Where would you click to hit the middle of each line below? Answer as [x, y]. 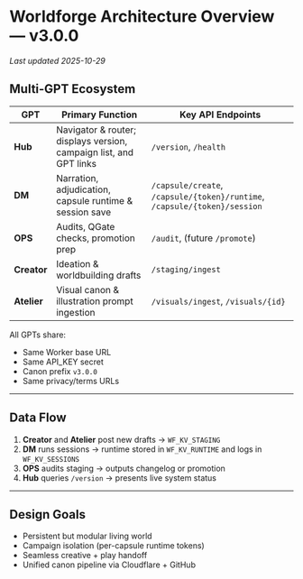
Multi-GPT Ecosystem [73, 89]
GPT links [76, 163]
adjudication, [83, 189]
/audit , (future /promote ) [203, 238]
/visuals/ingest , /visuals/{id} [218, 301]
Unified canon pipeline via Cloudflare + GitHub [109, 565]
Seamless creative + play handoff [85, 556]
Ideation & [77, 263]
